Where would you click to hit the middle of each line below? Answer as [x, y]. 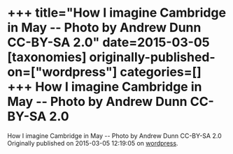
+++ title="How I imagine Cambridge [116, 13]
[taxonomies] [47, 57]
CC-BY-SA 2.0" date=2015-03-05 [108, 43]
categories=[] [161, 72]
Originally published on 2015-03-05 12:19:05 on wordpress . [93, 143]
